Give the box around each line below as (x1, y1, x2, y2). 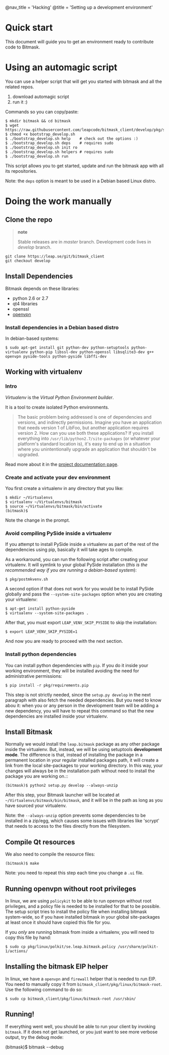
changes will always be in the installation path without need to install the (5, 768, 155, 774)
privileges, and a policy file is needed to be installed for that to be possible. (5, 903, 161, 909)
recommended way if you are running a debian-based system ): (5, 567, 137, 573)
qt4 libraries (12, 300, 38, 307)
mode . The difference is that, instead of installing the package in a (5, 752, 143, 758)
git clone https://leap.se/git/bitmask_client (5, 254, 105, 259)
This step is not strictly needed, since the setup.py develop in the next (5, 691, 151, 697)
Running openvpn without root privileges (5, 884, 137, 893)
